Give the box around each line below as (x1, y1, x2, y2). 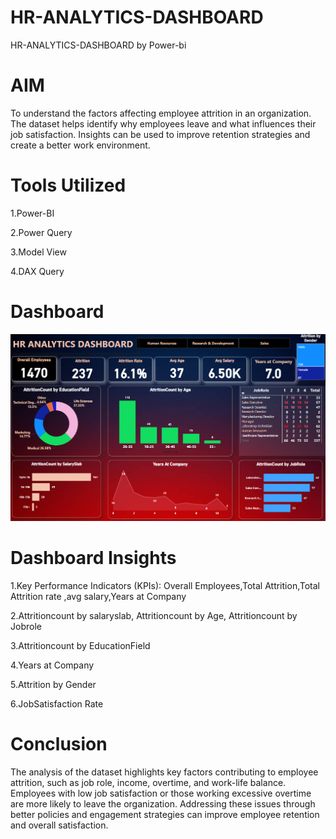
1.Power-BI (10, 207, 55, 219)
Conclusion (10, 732, 108, 755)
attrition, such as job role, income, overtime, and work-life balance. (10, 776, 287, 788)
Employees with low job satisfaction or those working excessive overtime (10, 787, 312, 799)
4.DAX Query (10, 265, 65, 277)
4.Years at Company (10, 659, 95, 671)
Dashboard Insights (10, 546, 177, 569)
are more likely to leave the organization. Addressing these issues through (10, 797, 316, 810)
